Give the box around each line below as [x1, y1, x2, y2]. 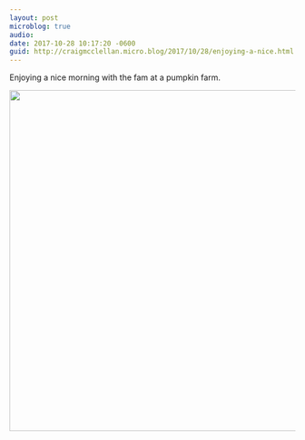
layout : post [9, 13, 59, 23]
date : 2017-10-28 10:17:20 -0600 [9, 38, 136, 48]
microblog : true [9, 22, 71, 31]
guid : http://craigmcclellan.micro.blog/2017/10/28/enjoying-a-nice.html [9, 47, 295, 56]
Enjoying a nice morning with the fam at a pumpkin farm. [9, 72, 221, 83]
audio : [9, 30, 34, 39]
